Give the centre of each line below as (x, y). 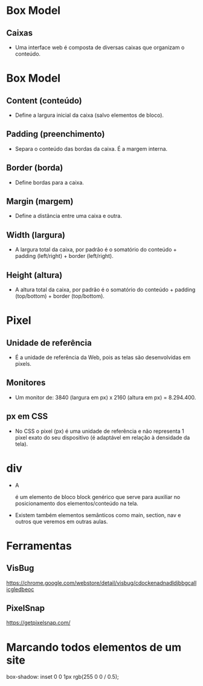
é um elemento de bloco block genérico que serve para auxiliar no (98, 496)
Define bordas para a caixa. (50, 182)
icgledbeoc (20, 589)
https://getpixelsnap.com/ (38, 623)
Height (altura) (34, 275)
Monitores (26, 383)
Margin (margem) (40, 201)
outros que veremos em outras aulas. (61, 521)
